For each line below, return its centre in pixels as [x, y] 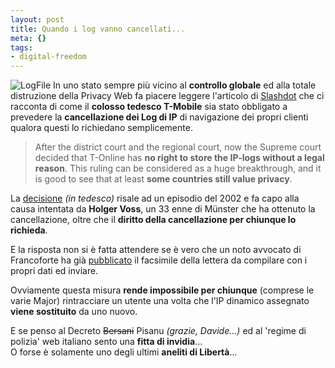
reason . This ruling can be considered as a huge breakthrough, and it [178, 168]
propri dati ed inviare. [54, 271]
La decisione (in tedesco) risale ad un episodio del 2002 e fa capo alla [155, 198]
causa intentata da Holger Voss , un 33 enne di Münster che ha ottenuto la [163, 209]
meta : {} [28, 38]
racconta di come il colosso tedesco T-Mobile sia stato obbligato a [149, 107]
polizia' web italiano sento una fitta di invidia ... [106, 342]
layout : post [37, 19]
